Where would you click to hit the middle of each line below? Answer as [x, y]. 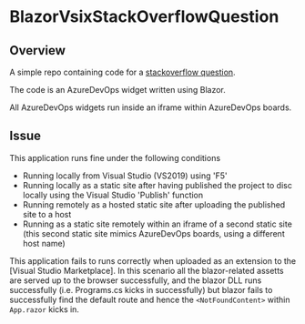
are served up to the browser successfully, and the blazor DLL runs [136, 280]
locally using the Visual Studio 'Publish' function [113, 195]
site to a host [47, 214]
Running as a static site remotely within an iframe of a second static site [158, 224]
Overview [38, 51]
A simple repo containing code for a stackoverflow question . [122, 72]
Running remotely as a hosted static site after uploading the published [154, 204]
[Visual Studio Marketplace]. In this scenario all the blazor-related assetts [147, 270]
